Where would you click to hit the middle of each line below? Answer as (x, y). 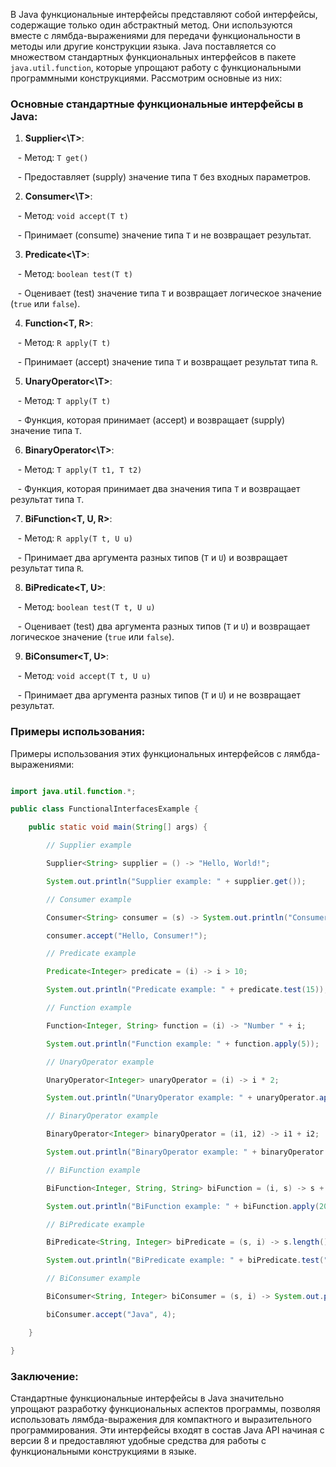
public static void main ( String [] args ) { (118, 827)
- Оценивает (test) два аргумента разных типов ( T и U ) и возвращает (164, 626)
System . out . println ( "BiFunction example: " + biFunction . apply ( (183, 1206)
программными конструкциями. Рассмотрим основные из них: (146, 78)
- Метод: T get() (53, 158)
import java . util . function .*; (73, 791)
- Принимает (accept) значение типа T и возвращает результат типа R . (168, 362)
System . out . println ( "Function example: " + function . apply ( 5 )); (183, 1044)
